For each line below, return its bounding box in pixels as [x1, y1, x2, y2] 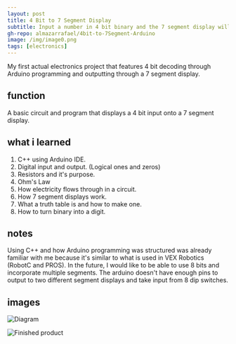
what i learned [7, 136, 72, 148]
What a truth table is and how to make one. [17, 199, 142, 208]
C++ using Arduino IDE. [17, 155, 86, 164]
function [7, 90, 46, 102]
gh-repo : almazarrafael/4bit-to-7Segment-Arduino [7, 29, 156, 37]
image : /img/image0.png [7, 37, 77, 44]
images [7, 296, 41, 308]
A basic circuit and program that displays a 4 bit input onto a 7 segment [7, 108, 214, 117]
